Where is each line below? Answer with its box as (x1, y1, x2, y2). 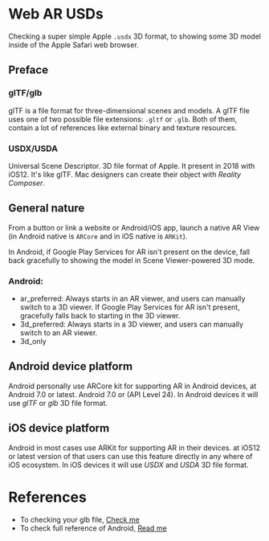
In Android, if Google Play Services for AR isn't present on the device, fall (8, 247, 251, 256)
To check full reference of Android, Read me (19, 523, 167, 533)
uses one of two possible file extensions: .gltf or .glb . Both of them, (8, 114, 238, 124)
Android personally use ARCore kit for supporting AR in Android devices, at (8, 381, 257, 391)
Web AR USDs (8, 5, 104, 23)
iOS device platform (8, 421, 110, 435)
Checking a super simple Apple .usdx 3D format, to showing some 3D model (8, 31, 261, 41)
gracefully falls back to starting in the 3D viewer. (19, 311, 181, 321)
